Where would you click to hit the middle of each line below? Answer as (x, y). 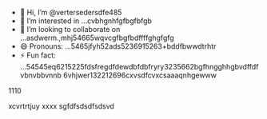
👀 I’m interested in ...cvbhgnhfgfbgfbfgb (86, 21)
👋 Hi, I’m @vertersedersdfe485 (71, 12)
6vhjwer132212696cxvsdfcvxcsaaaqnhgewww (140, 75)
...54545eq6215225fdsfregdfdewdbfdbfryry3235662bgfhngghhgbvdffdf (139, 67)
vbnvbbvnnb (41, 75)
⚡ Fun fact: (38, 55)
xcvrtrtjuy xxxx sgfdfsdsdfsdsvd (61, 106)
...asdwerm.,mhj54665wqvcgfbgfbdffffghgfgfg (97, 38)
